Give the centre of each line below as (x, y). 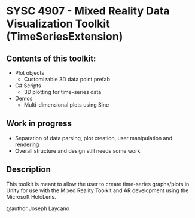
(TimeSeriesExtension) (65, 37)
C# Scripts (28, 86)
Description (28, 170)
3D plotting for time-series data (63, 92)
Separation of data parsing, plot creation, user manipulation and (93, 138)
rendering (27, 144)
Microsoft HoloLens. (31, 196)
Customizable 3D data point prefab (67, 79)
